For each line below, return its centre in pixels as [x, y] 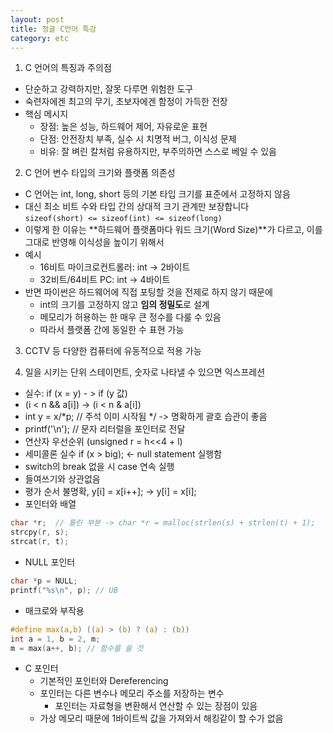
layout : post [37, 19]
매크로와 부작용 [54, 610]
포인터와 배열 [50, 504]
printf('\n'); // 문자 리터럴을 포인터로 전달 [105, 429]
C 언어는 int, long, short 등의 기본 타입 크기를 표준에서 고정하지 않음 [157, 194]
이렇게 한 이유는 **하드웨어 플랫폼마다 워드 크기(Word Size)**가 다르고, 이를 [173, 230]
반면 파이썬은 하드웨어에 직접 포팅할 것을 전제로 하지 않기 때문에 [148, 292]
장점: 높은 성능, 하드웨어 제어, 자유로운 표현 [123, 127]
